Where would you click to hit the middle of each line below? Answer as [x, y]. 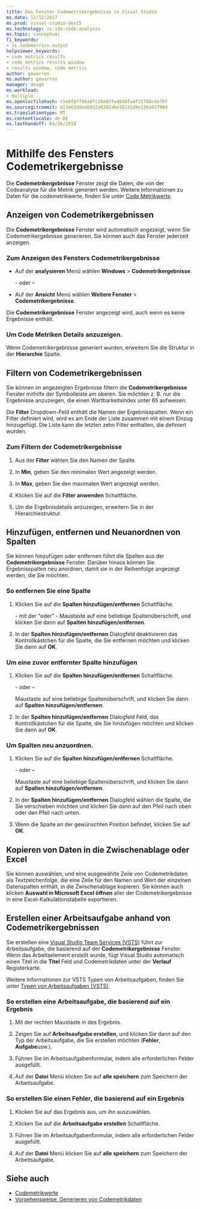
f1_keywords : [23, 40]
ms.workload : [23, 90]
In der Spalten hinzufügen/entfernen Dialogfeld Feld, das [87, 717]
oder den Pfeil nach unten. [48, 813]
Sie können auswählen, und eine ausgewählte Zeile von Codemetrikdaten [97, 874]
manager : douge [25, 85]
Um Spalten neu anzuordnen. [50, 745]
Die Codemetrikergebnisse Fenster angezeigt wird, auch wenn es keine [95, 313]
